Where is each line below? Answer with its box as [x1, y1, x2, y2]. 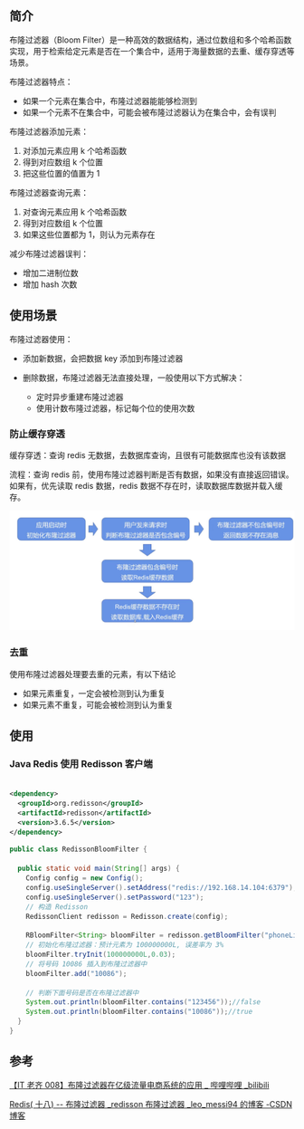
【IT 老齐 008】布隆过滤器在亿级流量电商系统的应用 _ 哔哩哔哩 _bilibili [9, 1079, 270, 1090]
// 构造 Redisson [25, 902, 89, 912]
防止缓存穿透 [9, 427, 66, 440]
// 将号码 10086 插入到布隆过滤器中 [25, 959, 147, 969]
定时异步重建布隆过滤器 [35, 391, 124, 402]
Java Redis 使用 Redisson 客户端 [9, 757, 153, 770]
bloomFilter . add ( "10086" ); [25, 969, 128, 978]
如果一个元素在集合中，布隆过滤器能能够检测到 [22, 95, 197, 106]
